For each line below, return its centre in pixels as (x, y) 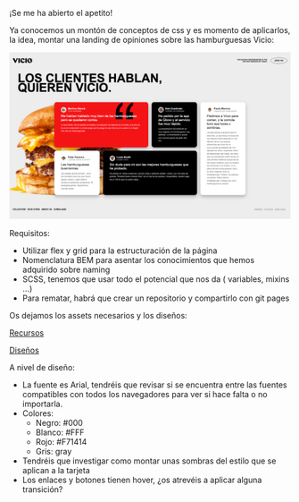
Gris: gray (54, 451)
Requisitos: (30, 233)
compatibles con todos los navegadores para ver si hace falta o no (145, 394)
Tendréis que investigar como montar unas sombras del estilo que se (149, 461)
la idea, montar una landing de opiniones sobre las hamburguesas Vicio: (142, 40)
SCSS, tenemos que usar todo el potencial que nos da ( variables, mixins (156, 279)
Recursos (27, 332)
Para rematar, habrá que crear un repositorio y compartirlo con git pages (156, 298)
